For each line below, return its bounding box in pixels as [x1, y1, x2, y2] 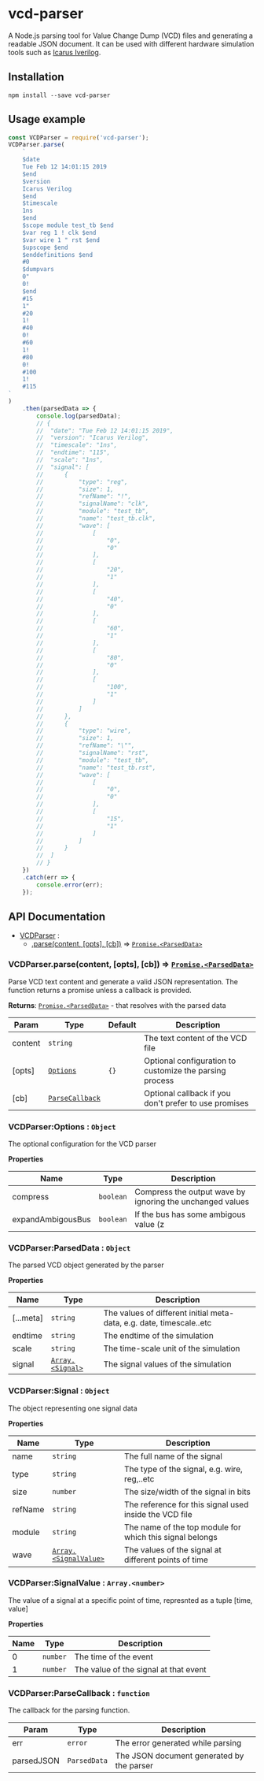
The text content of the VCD [144, 1032, 247, 1043]
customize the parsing [144, 1065, 226, 1076]
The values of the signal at [124, 1544, 222, 1555]
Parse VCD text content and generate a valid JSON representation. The [8, 976, 238, 986]
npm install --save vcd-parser [8, 91, 111, 99]
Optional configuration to [144, 1055, 236, 1066]
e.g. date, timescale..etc [123, 1318, 212, 1329]
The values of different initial [103, 1307, 209, 1318]
